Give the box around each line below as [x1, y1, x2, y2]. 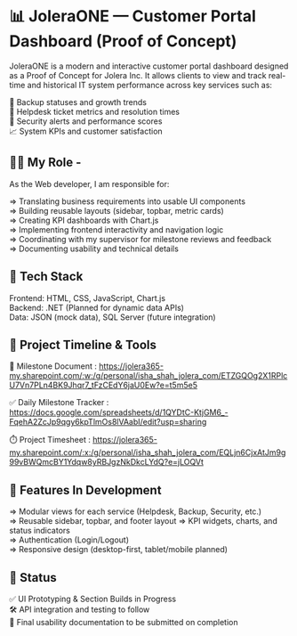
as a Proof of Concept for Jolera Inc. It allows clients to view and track [9, 69, 267, 80]
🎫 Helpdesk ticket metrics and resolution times [9, 106, 181, 117]
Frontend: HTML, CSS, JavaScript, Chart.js [9, 292, 166, 303]
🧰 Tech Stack [9, 269, 84, 284]
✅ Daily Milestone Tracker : [9, 397, 109, 408]
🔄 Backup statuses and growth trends [9, 96, 147, 107]
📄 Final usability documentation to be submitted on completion [9, 617, 238, 627]
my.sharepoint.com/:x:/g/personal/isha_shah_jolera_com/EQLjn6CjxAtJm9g [9, 447, 286, 458]
